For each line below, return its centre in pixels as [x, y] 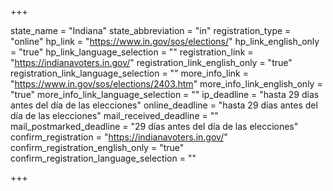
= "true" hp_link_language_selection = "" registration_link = [132, 52]
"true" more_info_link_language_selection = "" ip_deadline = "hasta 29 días [165, 94]
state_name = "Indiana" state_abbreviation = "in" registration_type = [151, 30]
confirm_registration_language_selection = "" [103, 158]
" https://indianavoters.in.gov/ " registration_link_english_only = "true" [151, 62]
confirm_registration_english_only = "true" [97, 147]
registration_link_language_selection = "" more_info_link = [129, 73]
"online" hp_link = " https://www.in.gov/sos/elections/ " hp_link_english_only [165, 41]
